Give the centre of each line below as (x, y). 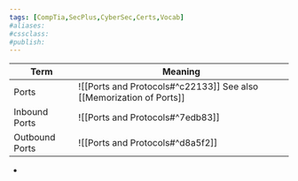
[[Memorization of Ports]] (132, 98)
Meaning (182, 72)
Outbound (35, 138)
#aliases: (27, 26)
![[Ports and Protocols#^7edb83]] (149, 117)
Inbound (31, 112)
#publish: (27, 42)
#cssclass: (29, 34)
